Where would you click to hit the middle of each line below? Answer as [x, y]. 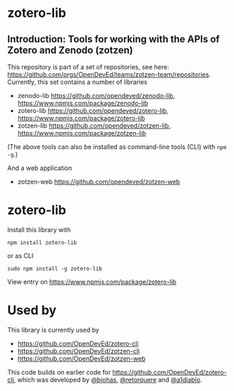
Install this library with [39, 229]
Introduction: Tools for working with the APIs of [113, 39]
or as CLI [20, 255]
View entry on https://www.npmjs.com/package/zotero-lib [92, 282]
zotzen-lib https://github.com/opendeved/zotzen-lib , [94, 126]
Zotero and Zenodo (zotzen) [70, 50]
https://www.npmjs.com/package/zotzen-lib [82, 133]
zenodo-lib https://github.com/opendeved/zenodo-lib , [96, 96]
